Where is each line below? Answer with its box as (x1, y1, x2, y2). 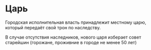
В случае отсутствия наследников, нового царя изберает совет (5, 34, 141, 40)
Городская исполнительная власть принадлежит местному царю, (5, 19, 146, 25)
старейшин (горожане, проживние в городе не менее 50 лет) (5, 39, 137, 45)
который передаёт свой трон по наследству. (5, 24, 101, 30)
